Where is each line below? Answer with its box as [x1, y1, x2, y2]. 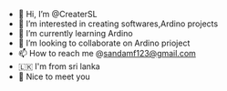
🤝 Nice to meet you [17, 71, 91, 82]
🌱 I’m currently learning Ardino [17, 28, 134, 38]
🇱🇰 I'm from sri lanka [17, 61, 100, 72]
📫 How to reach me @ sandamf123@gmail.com [17, 48, 196, 58]
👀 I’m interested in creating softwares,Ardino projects [17, 18, 219, 29]
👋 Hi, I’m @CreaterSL [17, 9, 98, 19]
